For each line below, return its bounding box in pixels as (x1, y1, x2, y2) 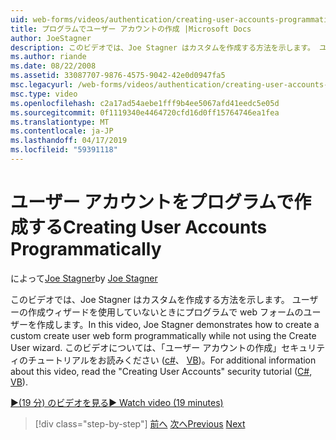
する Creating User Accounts (28, 216, 268, 239)
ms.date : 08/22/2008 (10, 61, 97, 71)
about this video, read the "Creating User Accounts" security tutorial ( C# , (10, 365, 313, 377)
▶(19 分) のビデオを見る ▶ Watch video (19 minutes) (10, 396, 224, 408)
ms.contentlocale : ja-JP (10, 126, 114, 136)
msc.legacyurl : (10, 80, 74, 90)
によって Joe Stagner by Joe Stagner (10, 272, 158, 284)
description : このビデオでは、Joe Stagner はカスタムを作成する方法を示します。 (10, 42, 315, 53)
